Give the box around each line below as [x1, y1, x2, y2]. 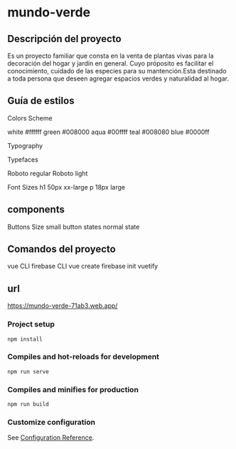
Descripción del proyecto [7, 33, 122, 45]
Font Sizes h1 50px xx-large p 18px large [7, 182, 126, 191]
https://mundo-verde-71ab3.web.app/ [7, 301, 118, 310]
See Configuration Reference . [7, 433, 95, 442]
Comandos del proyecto [7, 243, 116, 255]
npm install [7, 336, 43, 343]
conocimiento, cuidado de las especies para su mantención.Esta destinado [7, 67, 227, 75]
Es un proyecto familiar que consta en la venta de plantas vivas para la [7, 51, 215, 60]
